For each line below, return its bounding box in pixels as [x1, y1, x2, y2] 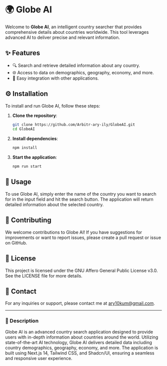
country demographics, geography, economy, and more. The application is [5, 345, 158, 351]
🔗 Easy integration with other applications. [12, 75, 99, 81]
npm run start [12, 164, 42, 169]
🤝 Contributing [5, 216, 52, 225]
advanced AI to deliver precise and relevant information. [5, 34, 120, 40]
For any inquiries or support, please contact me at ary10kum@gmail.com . [5, 300, 155, 306]
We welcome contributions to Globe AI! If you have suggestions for [5, 229, 143, 235]
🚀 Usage [5, 178, 31, 186]
